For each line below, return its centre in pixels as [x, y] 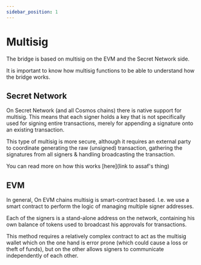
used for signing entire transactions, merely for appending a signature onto [100, 123]
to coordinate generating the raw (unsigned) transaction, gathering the [94, 148]
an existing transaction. [35, 130]
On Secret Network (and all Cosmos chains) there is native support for [94, 110]
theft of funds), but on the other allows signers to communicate [85, 249]
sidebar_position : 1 [32, 12]
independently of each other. [42, 256]
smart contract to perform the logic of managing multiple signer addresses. [100, 206]
